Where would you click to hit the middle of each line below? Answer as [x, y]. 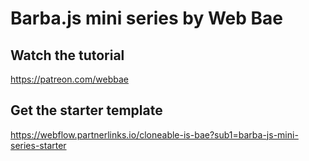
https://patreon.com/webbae [69, 79]
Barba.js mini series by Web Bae [147, 18]
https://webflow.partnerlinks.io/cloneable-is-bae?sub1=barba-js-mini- [154, 134]
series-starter [38, 145]
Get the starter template [86, 110]
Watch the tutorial [67, 55]
